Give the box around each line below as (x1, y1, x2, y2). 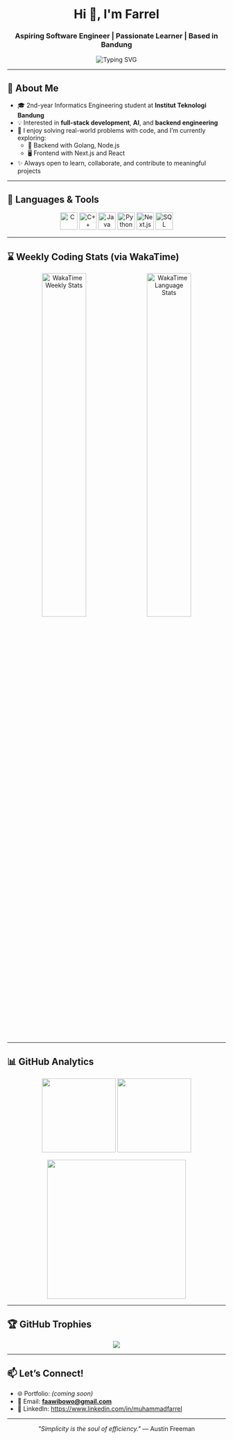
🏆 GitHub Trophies (7, 1318, 92, 1331)
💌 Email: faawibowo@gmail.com (17, 1398, 112, 1406)
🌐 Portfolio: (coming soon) (17, 1389, 94, 1398)
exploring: (17, 134, 46, 142)
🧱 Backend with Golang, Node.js (27, 141, 120, 150)
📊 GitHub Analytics (7, 1056, 94, 1068)
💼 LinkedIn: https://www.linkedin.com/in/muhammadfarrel (17, 1405, 182, 1413)
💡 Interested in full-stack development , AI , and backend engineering (17, 118, 218, 127)
